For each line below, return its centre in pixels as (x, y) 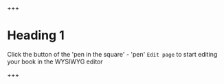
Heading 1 (36, 36)
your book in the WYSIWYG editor (55, 61)
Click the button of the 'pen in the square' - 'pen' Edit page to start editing (112, 54)
